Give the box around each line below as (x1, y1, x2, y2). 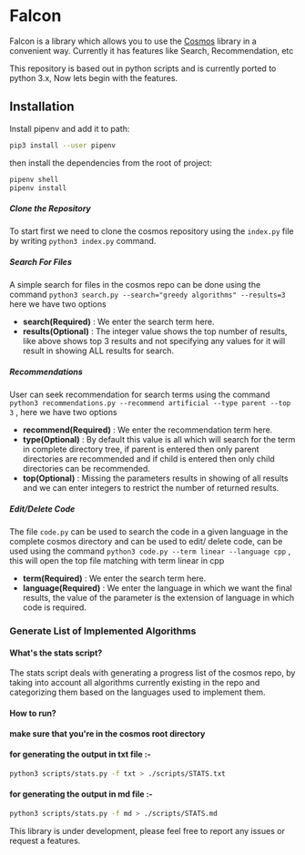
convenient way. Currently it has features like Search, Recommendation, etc (9, 45, 294, 56)
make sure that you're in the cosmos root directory (9, 728, 206, 738)
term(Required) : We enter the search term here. (22, 573, 207, 584)
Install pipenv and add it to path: (9, 123, 130, 134)
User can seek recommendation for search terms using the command (9, 389, 270, 401)
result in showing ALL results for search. (22, 345, 175, 356)
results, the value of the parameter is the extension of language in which (22, 593, 295, 604)
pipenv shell (9, 175, 59, 184)
